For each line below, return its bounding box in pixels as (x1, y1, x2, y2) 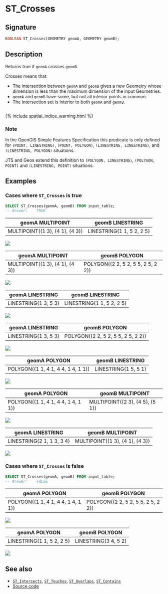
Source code (12, 583, 39, 589)
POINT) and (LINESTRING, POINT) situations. (5, 162, 94, 168)
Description (5, 50, 42, 59)
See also (5, 564, 32, 573)
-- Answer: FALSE (5, 479, 48, 484)
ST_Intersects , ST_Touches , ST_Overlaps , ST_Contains (12, 578, 121, 584)
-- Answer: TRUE (5, 208, 46, 213)
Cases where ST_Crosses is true (5, 192, 82, 199)
